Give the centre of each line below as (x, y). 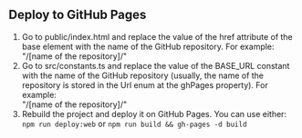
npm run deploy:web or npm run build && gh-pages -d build (134, 123)
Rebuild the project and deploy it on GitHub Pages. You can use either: (154, 113)
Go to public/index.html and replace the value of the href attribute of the (157, 36)
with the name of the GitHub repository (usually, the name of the (143, 75)
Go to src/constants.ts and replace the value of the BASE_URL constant (156, 65)
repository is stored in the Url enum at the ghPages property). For (145, 84)
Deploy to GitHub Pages (78, 15)
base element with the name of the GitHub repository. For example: (148, 46)
